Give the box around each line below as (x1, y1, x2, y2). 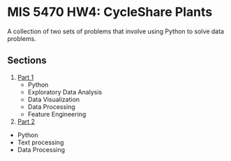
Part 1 (17, 73, 34, 81)
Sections (7, 55, 47, 67)
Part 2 (17, 117, 36, 126)
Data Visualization (27, 95, 80, 103)
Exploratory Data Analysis (27, 87, 103, 96)
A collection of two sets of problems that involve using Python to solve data (7, 27, 225, 35)
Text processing (17, 138, 64, 146)
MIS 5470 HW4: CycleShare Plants (7, 4, 213, 20)
